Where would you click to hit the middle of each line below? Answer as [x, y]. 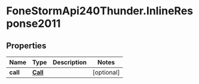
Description [70, 62]
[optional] [106, 72]
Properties [26, 46]
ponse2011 [33, 24]
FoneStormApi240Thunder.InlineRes [100, 11]
